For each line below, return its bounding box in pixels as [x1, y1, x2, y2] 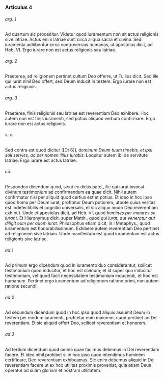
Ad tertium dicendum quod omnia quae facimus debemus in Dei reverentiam [5, 346, 160, 352]
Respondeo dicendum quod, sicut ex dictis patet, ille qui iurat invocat [5, 183, 145, 190]
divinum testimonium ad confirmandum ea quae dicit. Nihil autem [5, 189, 137, 195]
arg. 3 [5, 95, 17, 101]
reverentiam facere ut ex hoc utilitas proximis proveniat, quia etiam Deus [5, 362, 151, 368]
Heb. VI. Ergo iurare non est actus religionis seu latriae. [5, 47, 116, 53]
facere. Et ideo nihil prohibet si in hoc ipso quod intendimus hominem [5, 352, 145, 357]
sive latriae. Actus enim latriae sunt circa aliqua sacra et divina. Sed [5, 36, 141, 43]
